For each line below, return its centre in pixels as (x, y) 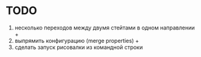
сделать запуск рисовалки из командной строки (79, 47)
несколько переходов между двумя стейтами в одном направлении (104, 28)
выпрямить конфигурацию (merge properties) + (77, 40)
